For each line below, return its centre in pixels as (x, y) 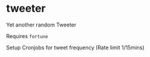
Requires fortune (27, 36)
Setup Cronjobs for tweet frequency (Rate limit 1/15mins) (75, 47)
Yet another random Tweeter (41, 25)
